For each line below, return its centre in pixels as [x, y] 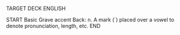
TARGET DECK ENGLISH [36, 8]
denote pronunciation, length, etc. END [53, 26]
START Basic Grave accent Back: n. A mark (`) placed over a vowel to [90, 20]
